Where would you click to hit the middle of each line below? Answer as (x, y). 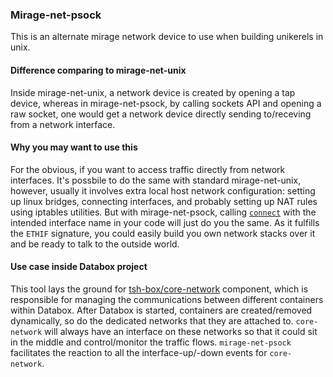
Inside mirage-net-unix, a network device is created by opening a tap (153, 92)
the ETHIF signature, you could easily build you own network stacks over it (163, 233)
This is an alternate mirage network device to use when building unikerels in (167, 37)
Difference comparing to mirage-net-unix (98, 70)
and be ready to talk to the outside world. (95, 244)
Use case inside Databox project (79, 267)
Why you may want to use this (74, 147)
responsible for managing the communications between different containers (167, 299)
